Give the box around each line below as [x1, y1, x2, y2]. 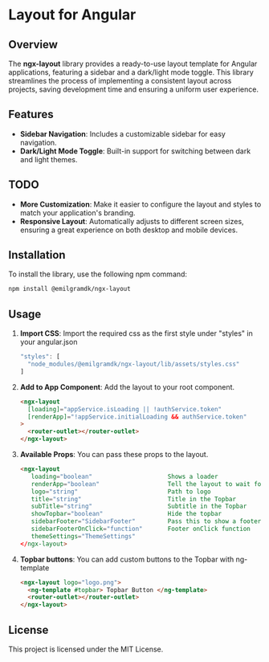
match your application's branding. [19, 207, 136, 218]
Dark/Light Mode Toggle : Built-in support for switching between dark [19, 146, 251, 156]
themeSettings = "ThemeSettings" [31, 532, 136, 540]
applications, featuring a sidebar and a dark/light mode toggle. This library [8, 67, 255, 77]
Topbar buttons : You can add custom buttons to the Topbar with [19, 554, 234, 564]
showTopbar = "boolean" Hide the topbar [31, 510, 222, 518]
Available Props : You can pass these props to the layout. [19, 450, 209, 459]
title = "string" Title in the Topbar [31, 495, 237, 503]
